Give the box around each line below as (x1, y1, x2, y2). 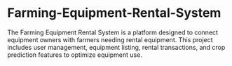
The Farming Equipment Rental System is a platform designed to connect (7, 28, 219, 37)
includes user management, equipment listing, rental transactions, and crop (7, 43, 226, 51)
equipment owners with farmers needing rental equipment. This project (7, 35, 213, 44)
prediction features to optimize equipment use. (7, 51, 142, 59)
